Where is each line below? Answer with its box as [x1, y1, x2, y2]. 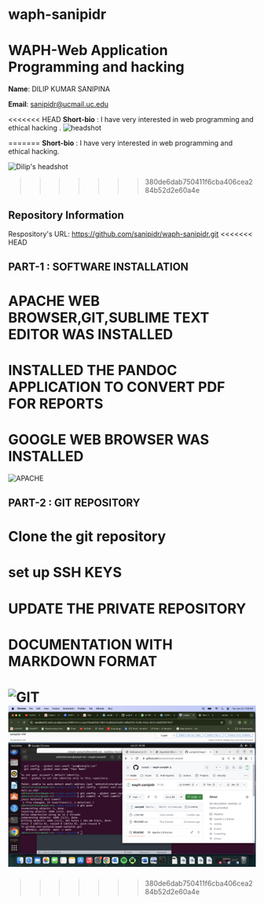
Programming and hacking [8, 58, 185, 76]
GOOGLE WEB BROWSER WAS [8, 430, 210, 448]
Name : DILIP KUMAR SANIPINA [8, 84, 111, 94]
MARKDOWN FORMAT [8, 652, 158, 670]
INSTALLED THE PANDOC [8, 361, 178, 379]
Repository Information [8, 208, 124, 222]
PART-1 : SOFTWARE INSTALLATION [8, 260, 189, 274]
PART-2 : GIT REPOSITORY [8, 496, 141, 510]
